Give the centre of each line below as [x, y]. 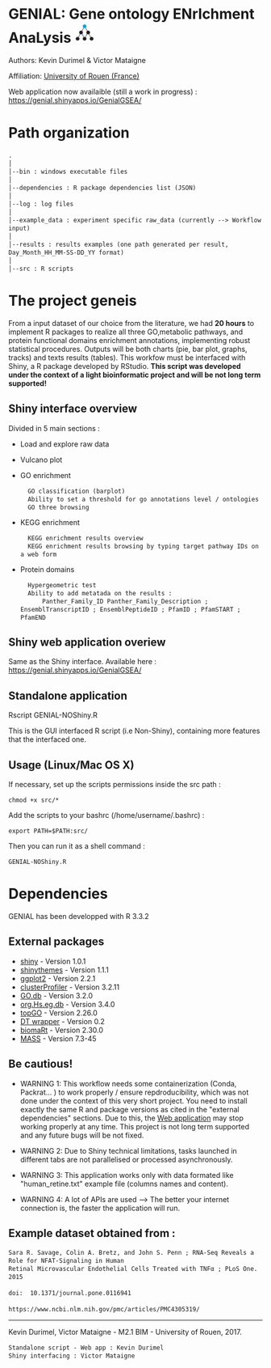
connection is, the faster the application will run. [100, 1208]
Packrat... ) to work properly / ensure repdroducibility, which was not [134, 1092]
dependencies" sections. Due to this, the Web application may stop [131, 1118]
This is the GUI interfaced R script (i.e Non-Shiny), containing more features [134, 731]
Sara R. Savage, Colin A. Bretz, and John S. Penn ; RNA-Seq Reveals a [131, 1253]
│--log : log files [41, 204]
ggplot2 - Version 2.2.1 [58, 978]
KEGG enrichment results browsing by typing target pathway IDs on [144, 546]
